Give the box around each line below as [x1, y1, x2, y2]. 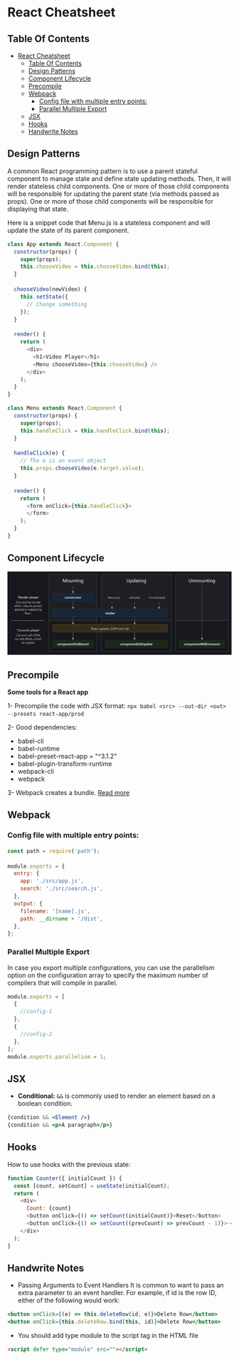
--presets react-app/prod [7, 710, 84, 718]
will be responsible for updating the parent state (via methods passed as [7, 190, 220, 198]
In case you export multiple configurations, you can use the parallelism [7, 963, 215, 972]
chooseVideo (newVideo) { [14, 286, 87, 293]
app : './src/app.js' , [20, 878, 84, 885]
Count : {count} [26, 1205, 72, 1212]
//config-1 [20, 1008, 53, 1015]
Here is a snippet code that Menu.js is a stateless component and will [7, 218, 211, 227]
